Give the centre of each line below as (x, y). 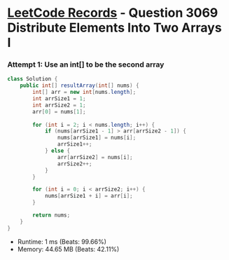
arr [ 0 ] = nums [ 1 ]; (59, 111)
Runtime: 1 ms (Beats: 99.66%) (62, 241)
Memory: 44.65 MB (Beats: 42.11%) (68, 249)
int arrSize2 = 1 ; (59, 105)
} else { (57, 151)
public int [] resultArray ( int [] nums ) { (79, 85)
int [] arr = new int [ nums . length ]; (84, 93)
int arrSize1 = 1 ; (59, 99)
